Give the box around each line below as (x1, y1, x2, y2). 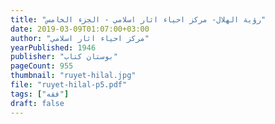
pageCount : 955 (10, 61, 74, 71)
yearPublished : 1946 (10, 42, 97, 53)
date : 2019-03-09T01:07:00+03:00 (10, 24, 150, 34)
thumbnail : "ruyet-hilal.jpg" (10, 71, 137, 81)
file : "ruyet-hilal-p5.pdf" (10, 80, 128, 90)
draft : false (10, 98, 65, 108)
